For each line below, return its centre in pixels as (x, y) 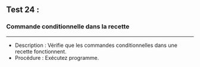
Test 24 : (23, 10)
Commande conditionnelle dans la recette (68, 27)
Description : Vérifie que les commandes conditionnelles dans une (96, 45)
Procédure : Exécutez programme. (57, 58)
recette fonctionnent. (40, 51)
